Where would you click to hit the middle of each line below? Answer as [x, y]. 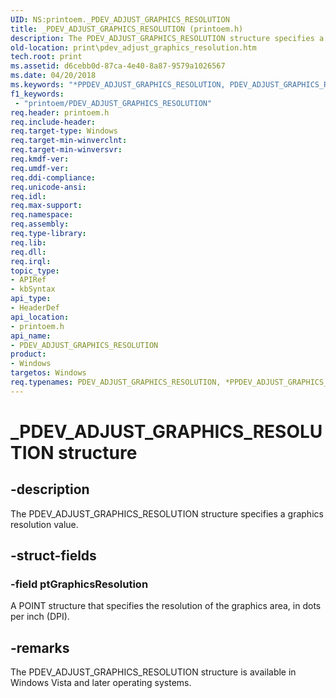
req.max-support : [46, 206]
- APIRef [28, 280]
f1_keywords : [37, 94]
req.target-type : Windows [64, 131]
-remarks [40, 647]
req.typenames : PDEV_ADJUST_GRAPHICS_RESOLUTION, [116, 382]
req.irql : [31, 261]
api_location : [40, 317]
